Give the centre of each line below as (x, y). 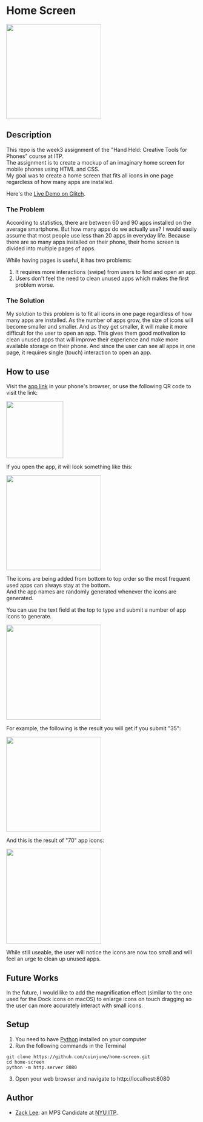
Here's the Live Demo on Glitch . (46, 193)
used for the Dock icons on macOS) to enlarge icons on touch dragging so (99, 999)
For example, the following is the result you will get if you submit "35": (94, 728)
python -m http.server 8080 (42, 1067)
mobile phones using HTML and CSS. (53, 169)
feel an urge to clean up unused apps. (54, 959)
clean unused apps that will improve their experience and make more (92, 340)
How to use (28, 371)
